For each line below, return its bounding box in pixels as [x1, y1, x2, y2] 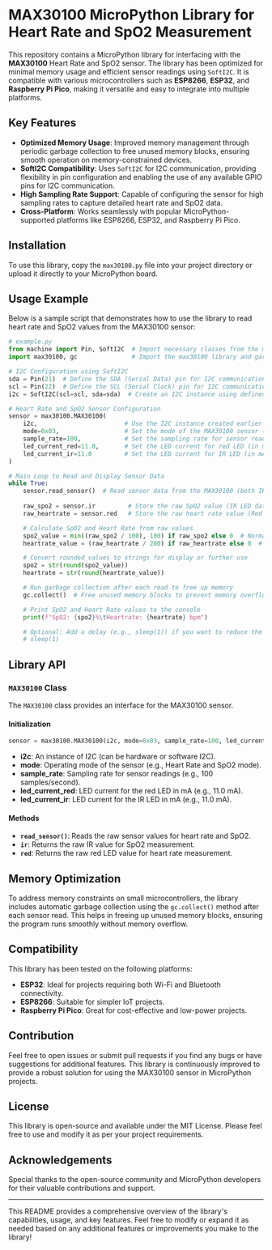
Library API [8, 657, 66, 671]
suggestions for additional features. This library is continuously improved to [8, 1059, 261, 1069]
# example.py [8, 338, 53, 346]
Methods [8, 813, 40, 823]
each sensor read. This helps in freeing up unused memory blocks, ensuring [8, 911, 263, 920]
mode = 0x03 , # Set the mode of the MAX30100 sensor [23, 427, 259, 436]
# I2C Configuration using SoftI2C [8, 368, 129, 376]
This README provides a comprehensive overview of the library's [8, 1206, 228, 1216]
